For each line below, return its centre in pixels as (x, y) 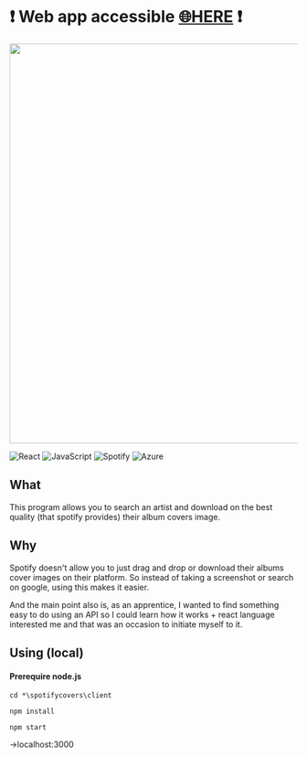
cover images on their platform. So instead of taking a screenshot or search (152, 577)
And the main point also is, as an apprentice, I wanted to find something (144, 604)
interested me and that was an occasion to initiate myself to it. (126, 624)
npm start (28, 728)
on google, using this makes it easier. (79, 587)
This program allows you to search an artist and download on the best (141, 506)
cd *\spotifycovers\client (61, 696)
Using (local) (47, 652)
